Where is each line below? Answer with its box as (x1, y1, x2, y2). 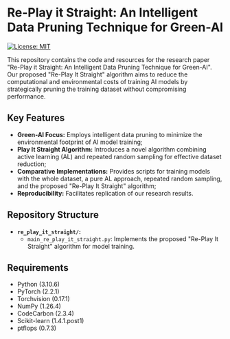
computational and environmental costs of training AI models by (7, 77, 188, 85)
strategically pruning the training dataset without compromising (7, 85, 187, 93)
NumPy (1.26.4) (16, 302, 62, 311)
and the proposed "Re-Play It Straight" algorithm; (16, 181, 157, 190)
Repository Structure (7, 209, 100, 221)
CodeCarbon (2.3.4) (16, 309, 74, 318)
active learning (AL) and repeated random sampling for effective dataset (16, 152, 222, 161)
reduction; (16, 160, 47, 168)
